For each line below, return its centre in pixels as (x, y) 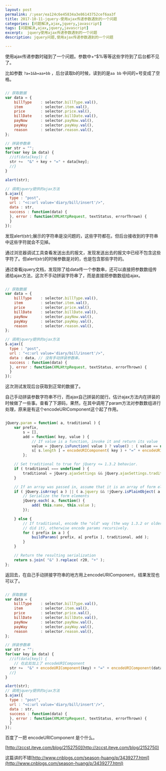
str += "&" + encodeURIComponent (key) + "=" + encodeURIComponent (81, 668)
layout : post (19, 10)
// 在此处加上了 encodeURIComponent (49, 663)
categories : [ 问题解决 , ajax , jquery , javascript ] (54, 24)
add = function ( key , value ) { (56, 437)
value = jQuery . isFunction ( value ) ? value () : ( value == (95, 446)
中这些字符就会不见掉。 (29, 242)
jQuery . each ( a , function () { (54, 501)
